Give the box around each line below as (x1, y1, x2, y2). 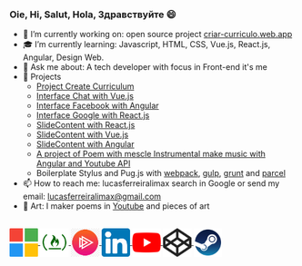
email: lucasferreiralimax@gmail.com (22, 191, 162, 202)
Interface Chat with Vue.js (35, 91, 135, 102)
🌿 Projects (22, 72, 62, 83)
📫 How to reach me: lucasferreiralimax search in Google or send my (22, 178, 280, 189)
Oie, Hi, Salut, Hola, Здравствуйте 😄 (9, 8, 176, 21)
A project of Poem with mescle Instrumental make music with (35, 149, 266, 160)
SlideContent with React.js (35, 120, 136, 131)
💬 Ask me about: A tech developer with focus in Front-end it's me (22, 62, 268, 73)
